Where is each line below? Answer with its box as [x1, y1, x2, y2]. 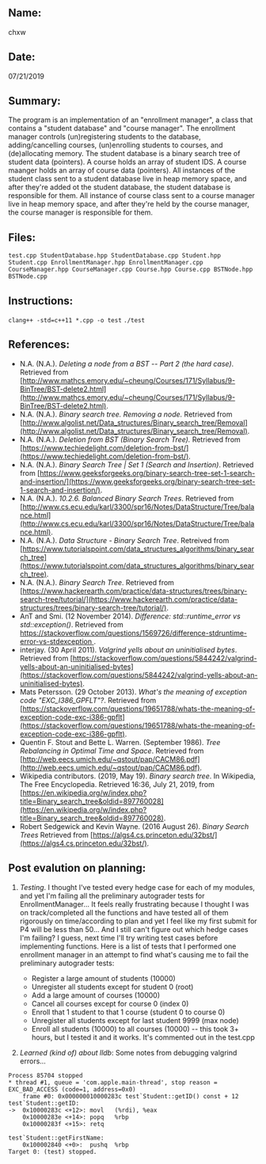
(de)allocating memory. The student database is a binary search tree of [8, 149, 241, 158]
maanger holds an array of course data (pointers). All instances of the [8, 165, 236, 175]
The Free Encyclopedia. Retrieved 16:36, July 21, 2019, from [19, 779, 215, 789]
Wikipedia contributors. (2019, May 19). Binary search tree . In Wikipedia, [19, 771, 256, 781]
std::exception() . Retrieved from [19, 619, 124, 629]
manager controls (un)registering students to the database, [8, 132, 201, 142]
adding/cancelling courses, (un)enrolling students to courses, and [8, 140, 223, 150]
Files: [8, 230, 36, 244]
